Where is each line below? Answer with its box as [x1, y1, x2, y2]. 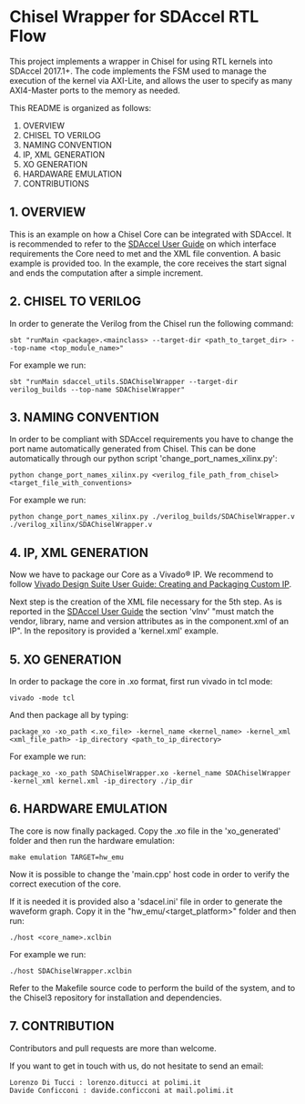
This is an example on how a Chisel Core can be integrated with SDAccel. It [9, 228, 292, 239]
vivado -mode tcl [9, 694, 76, 703]
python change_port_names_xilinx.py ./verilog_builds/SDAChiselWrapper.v [9, 512, 296, 522]
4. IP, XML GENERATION [9, 544, 148, 561]
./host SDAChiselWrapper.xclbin [9, 967, 132, 976]
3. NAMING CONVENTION [9, 410, 159, 425]
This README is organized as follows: [9, 102, 152, 113]
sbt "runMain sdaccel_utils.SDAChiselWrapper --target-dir [9, 377, 239, 386]
